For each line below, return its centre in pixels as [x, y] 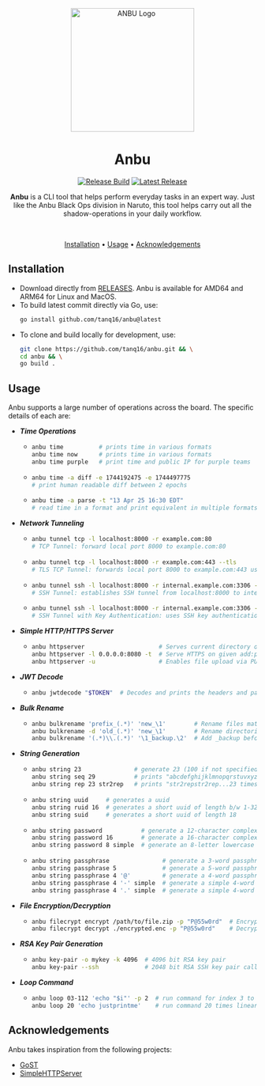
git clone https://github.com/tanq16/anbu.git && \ [106, 349]
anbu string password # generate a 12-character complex [144, 831]
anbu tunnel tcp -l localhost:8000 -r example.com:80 [121, 539]
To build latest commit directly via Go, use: [89, 305]
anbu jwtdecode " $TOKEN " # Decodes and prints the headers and [139, 692]
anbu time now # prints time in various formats [121, 454]
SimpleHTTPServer [51, 1073]
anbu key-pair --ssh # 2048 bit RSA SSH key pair [136, 967]
